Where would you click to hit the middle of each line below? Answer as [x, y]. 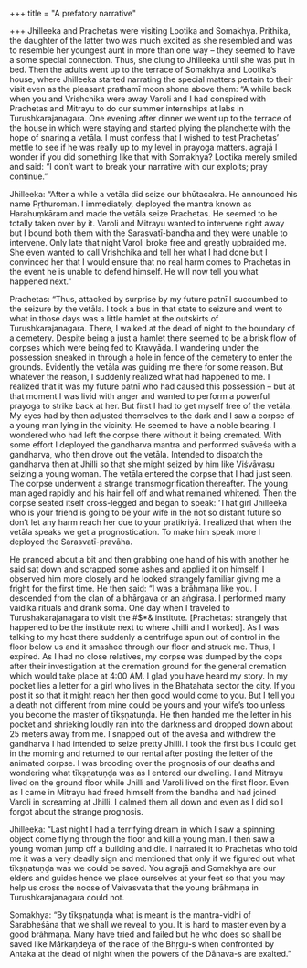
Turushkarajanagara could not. [67, 897]
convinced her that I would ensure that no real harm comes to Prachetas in [150, 262]
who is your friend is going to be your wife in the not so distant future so [145, 512]
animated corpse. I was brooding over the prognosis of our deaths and [143, 763]
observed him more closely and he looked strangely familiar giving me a [145, 579]
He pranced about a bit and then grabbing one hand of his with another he [149, 559]
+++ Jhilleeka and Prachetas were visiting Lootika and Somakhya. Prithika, [150, 31]
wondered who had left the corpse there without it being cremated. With [145, 435]
